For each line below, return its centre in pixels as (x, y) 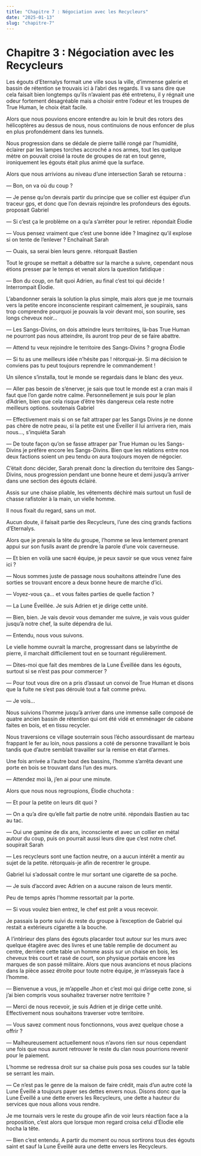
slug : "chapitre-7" (31, 23)
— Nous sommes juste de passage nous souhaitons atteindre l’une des (94, 576)
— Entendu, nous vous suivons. (45, 636)
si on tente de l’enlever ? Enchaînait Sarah (57, 240)
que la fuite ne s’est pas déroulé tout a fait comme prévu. (76, 690)
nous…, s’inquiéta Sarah (36, 432)
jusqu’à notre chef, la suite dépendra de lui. (59, 624)
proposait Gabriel (28, 210)
